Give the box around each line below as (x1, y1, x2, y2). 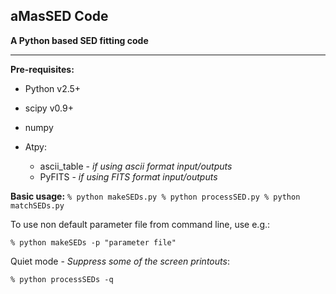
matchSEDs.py (10, 200, 65, 211)
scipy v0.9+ (24, 102, 74, 114)
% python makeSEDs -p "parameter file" (10, 237, 177, 248)
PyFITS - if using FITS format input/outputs (39, 170, 218, 183)
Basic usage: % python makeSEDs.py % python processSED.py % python (10, 190, 301, 202)
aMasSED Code (10, 8, 109, 25)
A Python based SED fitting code (10, 34, 149, 46)
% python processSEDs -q (10, 274, 114, 284)
